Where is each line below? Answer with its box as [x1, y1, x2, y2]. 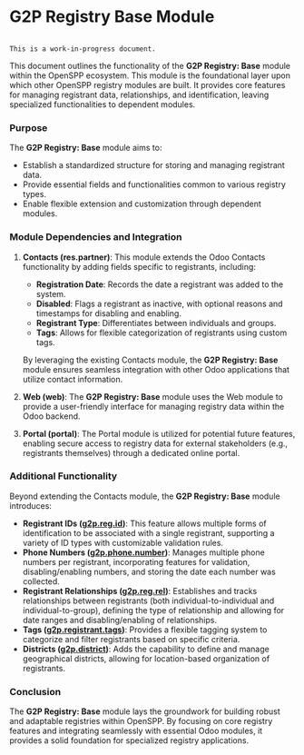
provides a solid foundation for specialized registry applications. [9, 735, 250, 746]
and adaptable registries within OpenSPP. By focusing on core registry [9, 716, 273, 727]
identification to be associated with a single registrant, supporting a [22, 527, 275, 538]
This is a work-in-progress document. [9, 44, 156, 54]
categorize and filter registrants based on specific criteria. [22, 633, 240, 644]
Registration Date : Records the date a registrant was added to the [35, 279, 284, 290]
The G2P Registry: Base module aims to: [9, 143, 162, 154]
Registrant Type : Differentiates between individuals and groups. [35, 317, 277, 328]
